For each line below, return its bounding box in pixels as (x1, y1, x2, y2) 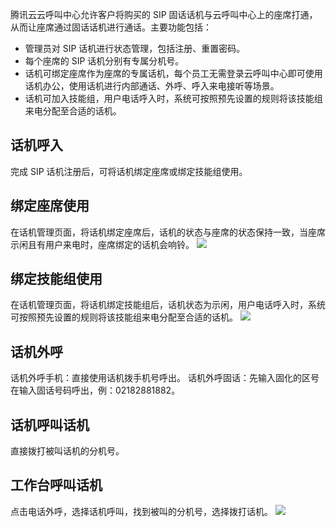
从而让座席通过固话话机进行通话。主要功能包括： (10, 21, 212, 33)
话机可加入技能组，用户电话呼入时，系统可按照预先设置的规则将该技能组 (24, 93, 323, 104)
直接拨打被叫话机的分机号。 (10, 445, 125, 457)
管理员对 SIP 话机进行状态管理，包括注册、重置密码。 (24, 43, 246, 54)
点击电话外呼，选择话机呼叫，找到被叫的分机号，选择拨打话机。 (10, 505, 273, 517)
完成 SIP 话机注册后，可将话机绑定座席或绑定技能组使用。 (10, 165, 248, 177)
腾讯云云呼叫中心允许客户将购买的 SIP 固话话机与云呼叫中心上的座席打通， (10, 9, 318, 20)
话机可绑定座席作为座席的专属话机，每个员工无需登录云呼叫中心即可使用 (24, 68, 323, 79)
